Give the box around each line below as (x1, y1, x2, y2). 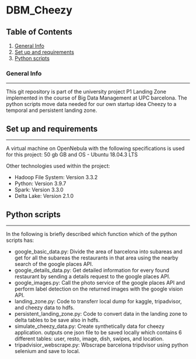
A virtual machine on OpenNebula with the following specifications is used (6, 145, 185, 152)
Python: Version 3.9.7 (14, 180, 66, 187)
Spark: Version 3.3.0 (14, 186, 64, 193)
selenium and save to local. (14, 347, 80, 354)
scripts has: (6, 237, 34, 244)
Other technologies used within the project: (6, 162, 110, 170)
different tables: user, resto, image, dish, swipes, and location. (14, 335, 164, 342)
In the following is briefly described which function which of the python (6, 230, 177, 237)
